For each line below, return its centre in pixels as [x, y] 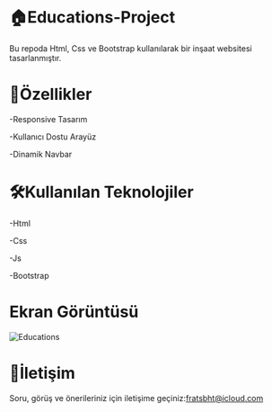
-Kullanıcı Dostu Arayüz [53, 137]
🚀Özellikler [51, 94]
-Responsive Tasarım [48, 119]
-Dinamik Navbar [41, 154]
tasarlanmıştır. [35, 58]
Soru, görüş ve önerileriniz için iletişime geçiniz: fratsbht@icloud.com [136, 398]
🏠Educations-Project [92, 18]
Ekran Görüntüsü [74, 312]
